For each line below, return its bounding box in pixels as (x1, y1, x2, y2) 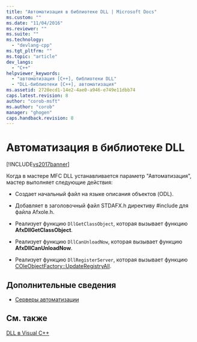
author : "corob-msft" (6, 98, 61, 104)
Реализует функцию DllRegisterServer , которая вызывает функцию (14, 256, 188, 263)
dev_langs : (6, 59, 34, 65)
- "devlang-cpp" (11, 43, 52, 49)
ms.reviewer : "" (6, 25, 47, 32)
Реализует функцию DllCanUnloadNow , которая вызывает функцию (14, 238, 183, 245)
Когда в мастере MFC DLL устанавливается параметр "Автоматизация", (6, 173, 192, 180)
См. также (6, 313, 48, 323)
